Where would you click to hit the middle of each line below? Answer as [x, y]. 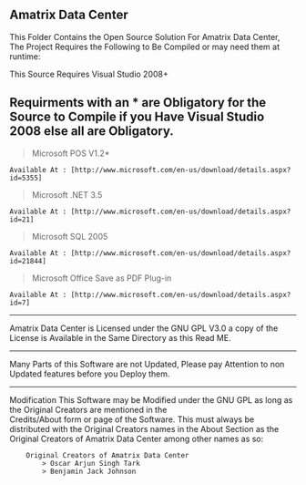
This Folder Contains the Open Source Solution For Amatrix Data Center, [145, 36]
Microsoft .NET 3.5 [67, 194]
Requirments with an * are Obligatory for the [138, 103]
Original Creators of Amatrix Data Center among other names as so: [137, 439]
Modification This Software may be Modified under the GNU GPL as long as [151, 399]
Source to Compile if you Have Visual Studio [137, 117]
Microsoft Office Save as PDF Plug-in [102, 278]
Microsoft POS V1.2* [71, 153]
